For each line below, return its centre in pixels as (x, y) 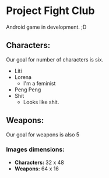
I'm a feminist (39, 83)
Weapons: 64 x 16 (37, 169)
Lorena (23, 77)
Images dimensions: (36, 149)
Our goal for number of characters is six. (55, 59)
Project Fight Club (50, 11)
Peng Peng (28, 90)
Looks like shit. (41, 102)
